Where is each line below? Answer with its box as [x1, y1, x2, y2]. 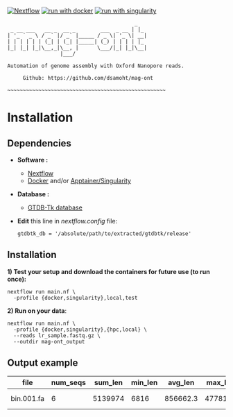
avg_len [167, 377, 195, 387]
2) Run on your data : [7, 306, 67, 315]
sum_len [94, 377, 123, 387]
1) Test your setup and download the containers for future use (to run [7, 267, 210, 275]
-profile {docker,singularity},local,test [13, 294, 138, 301]
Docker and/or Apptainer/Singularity [27, 177, 132, 185]
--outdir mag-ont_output [13, 338, 85, 345]
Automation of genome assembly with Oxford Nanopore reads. [7, 62, 185, 69]
